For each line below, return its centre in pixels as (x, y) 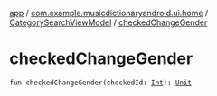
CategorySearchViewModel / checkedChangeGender (108, 22)
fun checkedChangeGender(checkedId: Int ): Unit (101, 83)
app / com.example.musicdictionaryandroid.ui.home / (109, 13)
